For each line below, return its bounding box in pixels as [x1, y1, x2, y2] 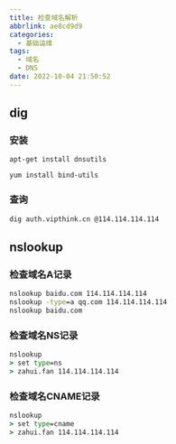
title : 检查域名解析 [9, 13, 79, 23]
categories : [9, 30, 54, 39]
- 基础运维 [17, 38, 53, 48]
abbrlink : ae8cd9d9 [9, 22, 83, 31]
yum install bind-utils [9, 171, 99, 180]
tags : [9, 47, 30, 56]
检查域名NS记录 [9, 328, 79, 341]
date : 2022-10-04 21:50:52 [9, 72, 111, 81]
